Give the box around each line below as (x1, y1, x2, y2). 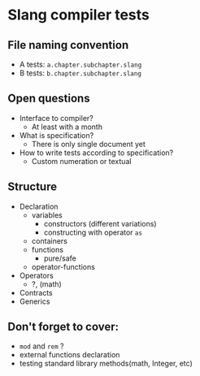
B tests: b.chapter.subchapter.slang (19, 68, 141, 78)
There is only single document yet (31, 139, 146, 149)
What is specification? (19, 130, 94, 140)
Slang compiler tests (7, 6, 150, 24)
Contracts (19, 287, 54, 297)
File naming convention (7, 38, 129, 52)
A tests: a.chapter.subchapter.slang (19, 59, 142, 69)
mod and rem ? (19, 341, 64, 351)
